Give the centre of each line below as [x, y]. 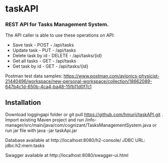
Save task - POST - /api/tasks [43, 45]
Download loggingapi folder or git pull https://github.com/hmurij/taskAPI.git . [84, 115]
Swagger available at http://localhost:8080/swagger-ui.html [67, 155]
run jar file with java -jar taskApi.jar [41, 130]
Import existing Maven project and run [45, 120]
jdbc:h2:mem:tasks [25, 145]
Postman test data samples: [34, 76]
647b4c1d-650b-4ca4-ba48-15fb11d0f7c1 [48, 87]
